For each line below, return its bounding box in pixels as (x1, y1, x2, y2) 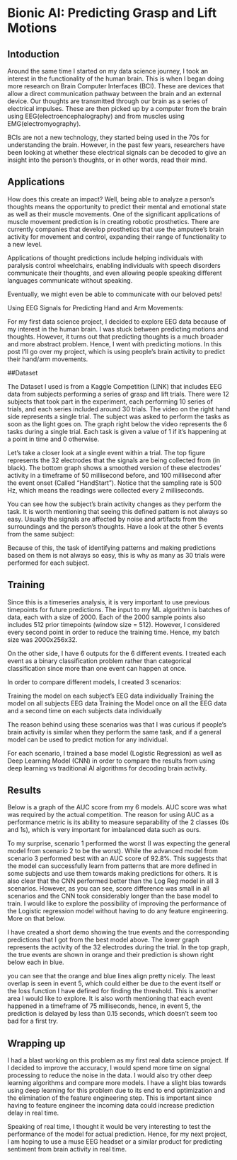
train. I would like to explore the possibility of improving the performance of (7, 899, 227, 908)
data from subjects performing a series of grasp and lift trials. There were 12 (7, 389, 230, 398)
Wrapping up (7, 1037, 66, 1049)
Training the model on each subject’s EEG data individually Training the (7, 691, 214, 700)
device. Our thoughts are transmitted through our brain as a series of (7, 97, 208, 105)
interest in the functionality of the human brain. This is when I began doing (7, 74, 224, 83)
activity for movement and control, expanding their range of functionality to (7, 232, 226, 241)
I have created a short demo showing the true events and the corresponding (7, 928, 230, 937)
